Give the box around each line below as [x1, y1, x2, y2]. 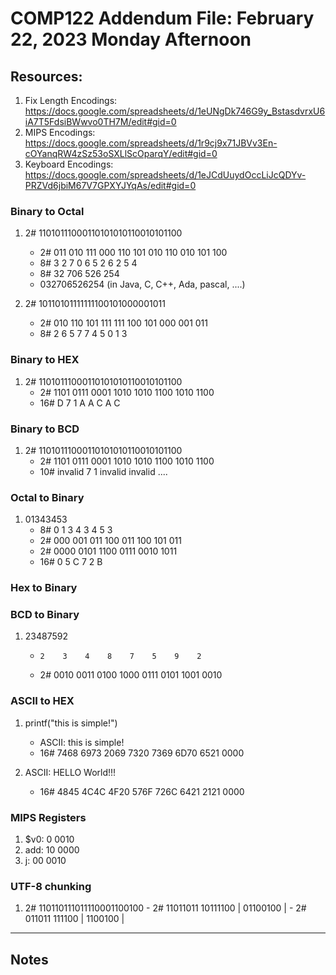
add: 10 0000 [24, 844, 80, 856]
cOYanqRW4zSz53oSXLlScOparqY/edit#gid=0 [24, 148, 218, 159]
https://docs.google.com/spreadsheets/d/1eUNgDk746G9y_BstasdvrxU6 [24, 105, 326, 117]
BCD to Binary [10, 608, 80, 622]
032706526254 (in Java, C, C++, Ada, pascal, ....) [39, 278, 246, 291]
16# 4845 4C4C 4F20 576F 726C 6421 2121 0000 [39, 785, 245, 797]
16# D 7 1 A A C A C [39, 397, 121, 409]
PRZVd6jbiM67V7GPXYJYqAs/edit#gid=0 [24, 180, 197, 191]
